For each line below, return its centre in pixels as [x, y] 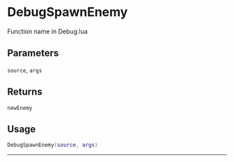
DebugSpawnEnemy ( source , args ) [53, 145]
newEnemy [20, 108]
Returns [25, 92]
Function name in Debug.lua [48, 31]
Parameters [33, 53]
